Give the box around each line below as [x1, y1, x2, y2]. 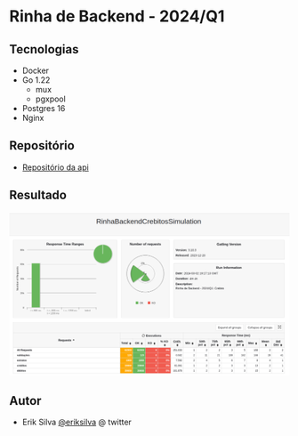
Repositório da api [21, 162, 89, 173]
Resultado [9, 188, 67, 203]
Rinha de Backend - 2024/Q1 [9, 6, 225, 27]
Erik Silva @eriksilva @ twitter [21, 416, 132, 428]
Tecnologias [9, 42, 79, 57]
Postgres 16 [21, 103, 66, 113]
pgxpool [35, 93, 67, 104]
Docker [21, 65, 50, 76]
